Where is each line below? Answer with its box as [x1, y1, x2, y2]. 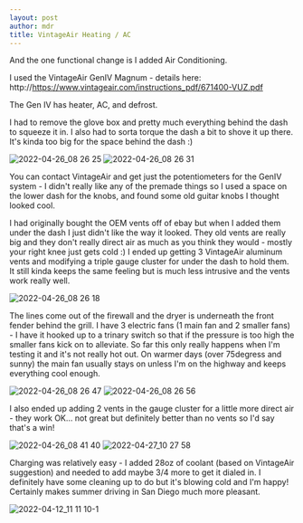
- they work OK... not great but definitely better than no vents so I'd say [9, 413, 275, 423]
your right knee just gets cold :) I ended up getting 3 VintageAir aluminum [9, 246, 283, 258]
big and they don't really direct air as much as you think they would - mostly [9, 237, 292, 248]
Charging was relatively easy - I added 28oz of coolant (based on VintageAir [9, 458, 295, 469]
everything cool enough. [9, 368, 101, 379]
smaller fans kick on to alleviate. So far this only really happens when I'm [9, 339, 280, 350]
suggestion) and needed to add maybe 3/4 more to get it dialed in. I [9, 467, 261, 478]
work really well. [9, 275, 71, 286]
